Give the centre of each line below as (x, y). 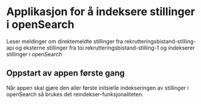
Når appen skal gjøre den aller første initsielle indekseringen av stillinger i (97, 88)
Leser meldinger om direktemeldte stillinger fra (65, 41)
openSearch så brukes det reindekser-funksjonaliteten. (75, 94)
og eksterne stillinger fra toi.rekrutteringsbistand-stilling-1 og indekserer (105, 48)
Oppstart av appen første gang (66, 73)
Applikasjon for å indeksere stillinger (101, 12)
